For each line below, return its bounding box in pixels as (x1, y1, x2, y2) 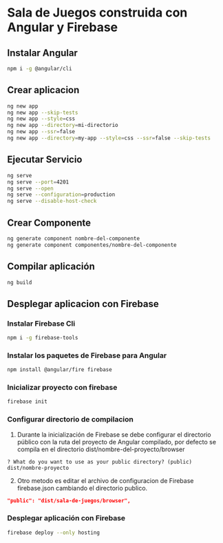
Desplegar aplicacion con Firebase (7, 298, 160, 310)
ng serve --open (7, 185, 54, 192)
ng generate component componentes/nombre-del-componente (7, 241, 177, 248)
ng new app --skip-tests (7, 109, 78, 116)
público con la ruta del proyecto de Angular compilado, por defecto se (17, 437, 217, 446)
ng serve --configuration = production (7, 191, 116, 198)
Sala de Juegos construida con (7, 5, 188, 21)
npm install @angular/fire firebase (7, 366, 112, 373)
